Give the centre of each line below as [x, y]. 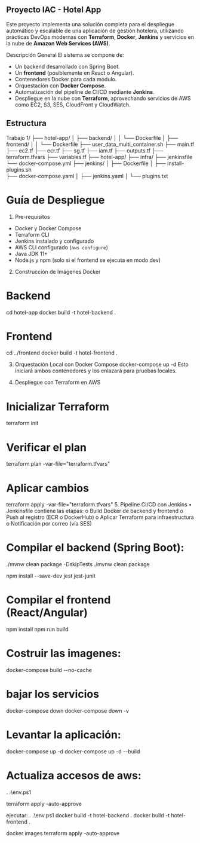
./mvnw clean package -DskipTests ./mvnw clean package [78, 564]
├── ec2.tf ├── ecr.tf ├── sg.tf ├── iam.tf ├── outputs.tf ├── [84, 150]
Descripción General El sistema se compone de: [65, 55]
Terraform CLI [32, 234]
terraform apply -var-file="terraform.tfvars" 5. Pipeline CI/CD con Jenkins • [99, 505]
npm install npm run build [37, 630]
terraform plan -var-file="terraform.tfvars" [58, 464]
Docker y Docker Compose [48, 228]
